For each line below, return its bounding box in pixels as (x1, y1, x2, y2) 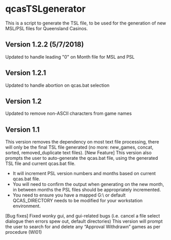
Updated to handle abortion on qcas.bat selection (5, 82, 110, 88)
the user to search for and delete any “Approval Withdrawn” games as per (5, 224, 161, 230)
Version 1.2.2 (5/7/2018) (5, 40, 84, 49)
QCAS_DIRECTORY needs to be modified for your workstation (12, 198, 143, 204)
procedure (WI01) (5, 229, 42, 235)
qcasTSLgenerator (5, 3, 86, 15)
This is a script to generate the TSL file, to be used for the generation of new (5, 20, 166, 26)
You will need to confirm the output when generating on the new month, (12, 181, 164, 187)
